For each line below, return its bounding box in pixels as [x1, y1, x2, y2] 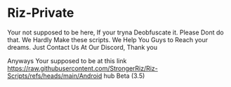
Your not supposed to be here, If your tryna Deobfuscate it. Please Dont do [7, 28, 224, 36]
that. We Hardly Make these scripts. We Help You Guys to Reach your [7, 35, 209, 43]
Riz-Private [7, 5, 74, 21]
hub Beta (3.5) [103, 72, 145, 80]
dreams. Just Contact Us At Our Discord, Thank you [7, 43, 158, 51]
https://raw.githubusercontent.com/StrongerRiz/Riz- [7, 64, 158, 72]
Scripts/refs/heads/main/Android [7, 72, 103, 80]
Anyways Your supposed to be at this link [7, 56, 127, 65]
